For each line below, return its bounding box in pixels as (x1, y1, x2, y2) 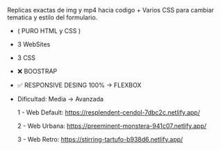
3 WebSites (17, 40, 51, 48)
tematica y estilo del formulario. (7, 13, 98, 22)
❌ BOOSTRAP (17, 67, 58, 75)
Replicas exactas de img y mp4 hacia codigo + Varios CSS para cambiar (7, 6, 214, 14)
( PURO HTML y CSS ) (17, 27, 81, 35)
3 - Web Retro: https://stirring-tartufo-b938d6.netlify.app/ (17, 135, 183, 143)
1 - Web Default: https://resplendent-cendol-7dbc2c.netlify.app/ (17, 108, 200, 117)
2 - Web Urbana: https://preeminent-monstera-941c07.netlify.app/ (17, 122, 207, 130)
